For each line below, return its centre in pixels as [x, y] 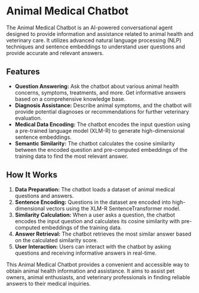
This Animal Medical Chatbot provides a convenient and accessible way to [98, 264]
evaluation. [28, 118]
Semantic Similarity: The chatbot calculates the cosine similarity [95, 143]
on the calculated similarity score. [56, 240]
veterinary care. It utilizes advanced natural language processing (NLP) [94, 40]
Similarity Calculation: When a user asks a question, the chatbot [95, 215]
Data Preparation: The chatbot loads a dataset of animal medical [95, 189]
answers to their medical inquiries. [48, 283]
